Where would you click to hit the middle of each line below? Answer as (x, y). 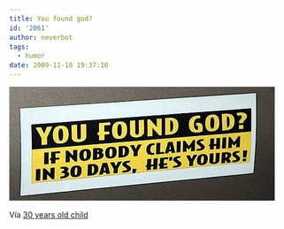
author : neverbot (41, 37)
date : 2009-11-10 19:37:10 (59, 65)
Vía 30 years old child (49, 215)
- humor (31, 56)
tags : (19, 47)
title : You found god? (51, 19)
